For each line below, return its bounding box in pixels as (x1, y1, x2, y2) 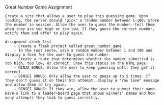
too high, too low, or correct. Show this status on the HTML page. (5, 61, 148, 66)
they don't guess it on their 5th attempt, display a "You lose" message (5, 78, 160, 83)
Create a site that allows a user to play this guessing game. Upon (5, 14, 148, 19)
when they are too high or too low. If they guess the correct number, (5, 26, 155, 31)
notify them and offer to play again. (5, 31, 84, 36)
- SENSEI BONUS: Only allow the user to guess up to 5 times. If (14, 74, 151, 79)
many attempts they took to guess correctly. (5, 95, 100, 100)
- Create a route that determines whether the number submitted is (14, 56, 155, 61)
